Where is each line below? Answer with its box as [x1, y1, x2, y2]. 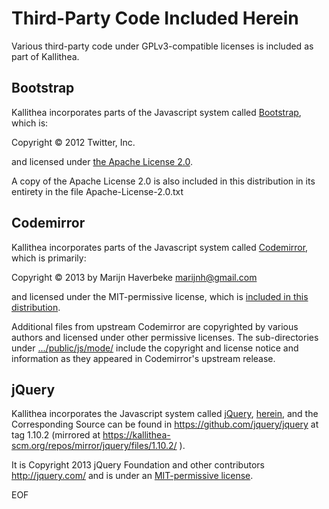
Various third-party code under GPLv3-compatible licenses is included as [11, 40, 314, 52]
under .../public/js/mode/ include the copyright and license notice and [11, 342, 299, 354]
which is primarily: [11, 252, 87, 264]
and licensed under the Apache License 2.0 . [11, 155, 193, 167]
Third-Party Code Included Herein [11, 7, 299, 30]
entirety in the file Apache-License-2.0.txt [11, 185, 184, 197]
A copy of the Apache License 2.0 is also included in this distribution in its [11, 175, 316, 187]
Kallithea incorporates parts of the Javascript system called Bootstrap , [11, 106, 302, 118]
